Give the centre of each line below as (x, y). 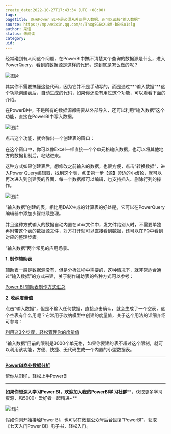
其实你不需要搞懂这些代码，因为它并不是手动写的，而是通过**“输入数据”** (83, 86)
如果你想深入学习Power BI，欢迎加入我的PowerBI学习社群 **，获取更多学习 (84, 392)
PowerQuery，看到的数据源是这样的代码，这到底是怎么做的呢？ (72, 65)
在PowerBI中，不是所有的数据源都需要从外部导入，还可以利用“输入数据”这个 (85, 110)
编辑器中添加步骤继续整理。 (34, 213)
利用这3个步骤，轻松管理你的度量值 (42, 332)
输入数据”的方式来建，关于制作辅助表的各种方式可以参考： (73, 276)
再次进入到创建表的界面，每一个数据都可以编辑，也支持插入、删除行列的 (81, 179)
